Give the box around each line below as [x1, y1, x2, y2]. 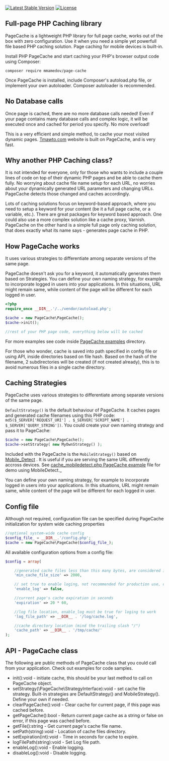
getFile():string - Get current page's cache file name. [12, 723, 122, 729]
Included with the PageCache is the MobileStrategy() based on [5, 451, 137, 457]
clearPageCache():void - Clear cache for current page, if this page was [12, 702, 160, 708]
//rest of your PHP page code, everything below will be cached [5, 329, 143, 334]
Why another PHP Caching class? [5, 156, 113, 165]
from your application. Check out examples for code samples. [5, 665, 133, 671]
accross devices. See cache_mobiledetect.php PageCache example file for [5, 462, 161, 468]
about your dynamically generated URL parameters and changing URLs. [5, 185, 154, 191]
